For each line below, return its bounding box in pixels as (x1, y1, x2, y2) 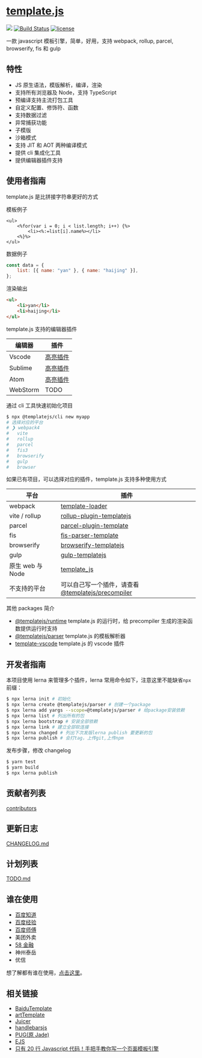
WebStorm (9, 385, 40, 394)
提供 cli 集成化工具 (14, 149, 61, 156)
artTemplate (14, 1011, 45, 1018)
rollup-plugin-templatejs (60, 512, 132, 520)
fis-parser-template (60, 531, 119, 540)
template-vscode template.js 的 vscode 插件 (14, 640, 125, 648)
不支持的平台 (9, 584, 46, 593)
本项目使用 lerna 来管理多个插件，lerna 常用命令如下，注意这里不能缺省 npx (6, 676, 191, 684)
